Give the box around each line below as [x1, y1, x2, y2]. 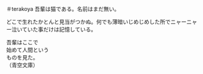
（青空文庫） [6, 61, 38, 69]
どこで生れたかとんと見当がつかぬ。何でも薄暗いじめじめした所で [6, 18, 171, 25]
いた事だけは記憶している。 [27, 26, 97, 33]
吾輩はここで [6, 39, 38, 45]
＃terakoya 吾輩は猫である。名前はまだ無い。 [6, 5, 120, 12]
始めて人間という [6, 46, 49, 53]
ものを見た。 [6, 54, 38, 61]
